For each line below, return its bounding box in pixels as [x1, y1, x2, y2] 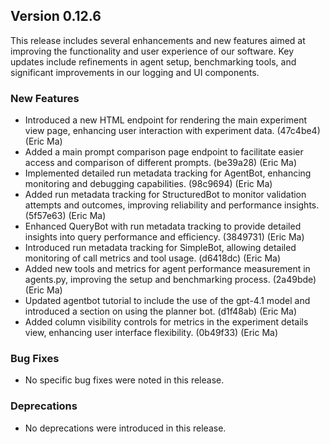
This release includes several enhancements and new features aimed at [10, 34, 306, 46]
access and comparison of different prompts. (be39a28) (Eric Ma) [24, 157, 298, 169]
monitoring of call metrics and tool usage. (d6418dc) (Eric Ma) [24, 252, 282, 264]
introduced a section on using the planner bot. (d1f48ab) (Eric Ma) [24, 305, 298, 318]
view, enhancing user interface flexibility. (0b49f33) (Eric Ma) [24, 327, 279, 339]
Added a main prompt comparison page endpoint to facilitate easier [24, 146, 304, 158]
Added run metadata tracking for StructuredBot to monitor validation [24, 189, 307, 201]
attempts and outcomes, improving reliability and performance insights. [24, 199, 320, 211]
